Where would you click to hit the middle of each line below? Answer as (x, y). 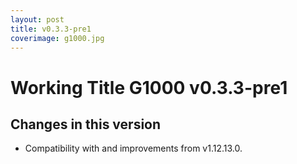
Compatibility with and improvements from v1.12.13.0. (133, 148)
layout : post (37, 19)
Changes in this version (86, 124)
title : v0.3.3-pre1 (51, 29)
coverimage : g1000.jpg (57, 38)
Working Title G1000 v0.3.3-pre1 (149, 87)
